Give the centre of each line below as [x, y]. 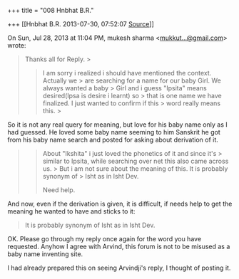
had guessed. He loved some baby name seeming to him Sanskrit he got [114, 132]
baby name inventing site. [45, 254]
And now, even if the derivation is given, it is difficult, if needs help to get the [120, 204]
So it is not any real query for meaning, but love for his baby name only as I [117, 125]
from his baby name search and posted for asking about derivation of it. [113, 139]
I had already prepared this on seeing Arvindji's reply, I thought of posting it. [119, 268]
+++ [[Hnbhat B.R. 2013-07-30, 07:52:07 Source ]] [81, 24]
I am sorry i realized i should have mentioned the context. [127, 73]
